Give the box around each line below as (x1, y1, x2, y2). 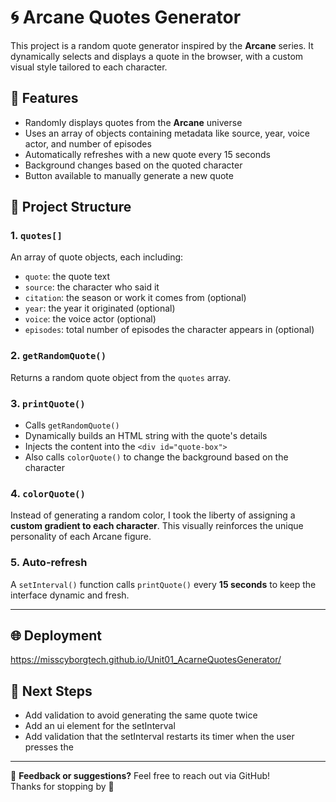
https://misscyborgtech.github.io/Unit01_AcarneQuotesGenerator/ (10, 654, 282, 666)
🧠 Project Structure (10, 199, 132, 216)
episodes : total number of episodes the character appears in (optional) (24, 324, 315, 336)
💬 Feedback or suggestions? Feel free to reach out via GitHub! (10, 770, 271, 782)
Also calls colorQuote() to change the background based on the (24, 451, 289, 463)
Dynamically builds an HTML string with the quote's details (24, 430, 268, 442)
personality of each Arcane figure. (10, 531, 152, 543)
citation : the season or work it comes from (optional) (24, 292, 247, 304)
